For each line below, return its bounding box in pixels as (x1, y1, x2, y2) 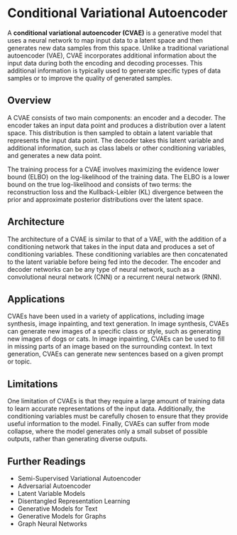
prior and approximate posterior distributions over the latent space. (7, 195, 204, 203)
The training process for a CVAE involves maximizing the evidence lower (7, 165, 220, 174)
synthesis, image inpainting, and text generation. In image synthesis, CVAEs (7, 319, 229, 328)
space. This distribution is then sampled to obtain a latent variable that (7, 128, 213, 137)
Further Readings (7, 455, 86, 467)
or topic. (7, 357, 32, 366)
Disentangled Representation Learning (17, 497, 131, 505)
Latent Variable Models (17, 489, 86, 497)
